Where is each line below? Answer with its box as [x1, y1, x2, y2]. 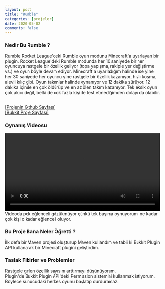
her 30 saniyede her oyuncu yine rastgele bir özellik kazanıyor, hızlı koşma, [5, 74, 157, 80]
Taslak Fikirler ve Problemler [5, 257, 75, 263]
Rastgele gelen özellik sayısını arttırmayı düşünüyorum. [5, 268, 116, 274]
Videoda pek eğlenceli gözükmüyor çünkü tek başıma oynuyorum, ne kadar [5, 210, 158, 217]
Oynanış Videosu [5, 122, 47, 128]
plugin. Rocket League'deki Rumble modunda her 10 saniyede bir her [5, 58, 144, 64]
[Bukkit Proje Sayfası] [5, 109, 49, 116]
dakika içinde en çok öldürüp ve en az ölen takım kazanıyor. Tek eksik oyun [5, 84, 157, 90]
